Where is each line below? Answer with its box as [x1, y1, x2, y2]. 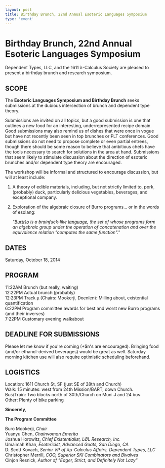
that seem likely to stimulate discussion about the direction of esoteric [5, 154, 148, 160]
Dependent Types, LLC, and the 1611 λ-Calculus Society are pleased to [5, 65, 149, 71]
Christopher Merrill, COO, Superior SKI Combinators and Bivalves [5, 452, 138, 458]
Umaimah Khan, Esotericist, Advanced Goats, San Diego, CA [5, 441, 129, 448]
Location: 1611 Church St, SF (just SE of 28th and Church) [5, 381, 122, 387]
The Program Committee [5, 416, 57, 422]
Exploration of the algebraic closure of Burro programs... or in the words [12, 204, 159, 210]
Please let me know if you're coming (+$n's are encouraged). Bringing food [5, 343, 159, 349]
